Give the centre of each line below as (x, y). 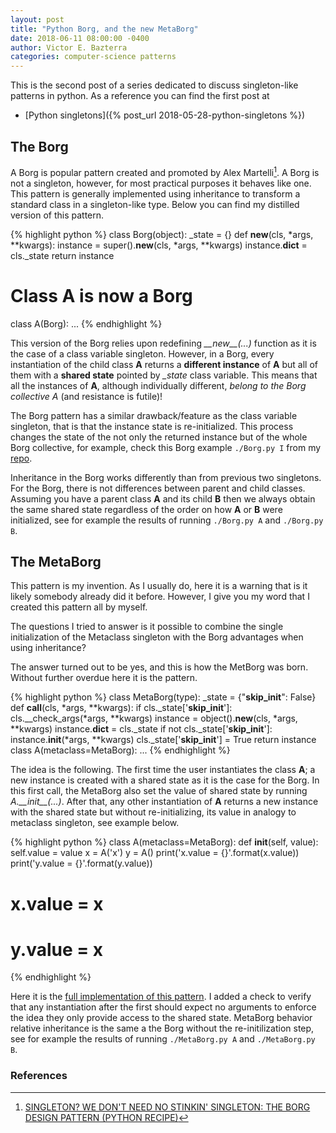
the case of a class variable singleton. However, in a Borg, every (142, 353)
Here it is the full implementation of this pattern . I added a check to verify (161, 997)
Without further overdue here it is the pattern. (104, 678)
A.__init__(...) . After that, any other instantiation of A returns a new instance (164, 802)
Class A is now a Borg (101, 295)
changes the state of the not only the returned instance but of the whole (159, 437)
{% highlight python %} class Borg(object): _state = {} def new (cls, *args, (162, 234)
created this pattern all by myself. (79, 607)
